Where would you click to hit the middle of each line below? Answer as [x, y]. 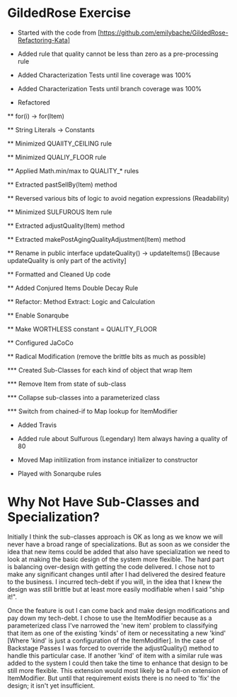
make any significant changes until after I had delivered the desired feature [116, 574]
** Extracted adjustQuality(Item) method [66, 225]
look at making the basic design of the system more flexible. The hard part [116, 559]
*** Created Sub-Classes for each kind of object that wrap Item [100, 370]
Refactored [34, 102]
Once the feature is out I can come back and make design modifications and [118, 610]
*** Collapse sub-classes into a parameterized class [84, 397]
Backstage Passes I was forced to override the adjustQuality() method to [113, 648]
